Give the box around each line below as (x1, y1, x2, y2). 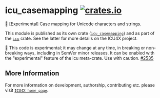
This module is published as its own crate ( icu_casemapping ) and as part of (5, 30, 155, 36)
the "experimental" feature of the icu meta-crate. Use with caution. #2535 (5, 55, 154, 61)
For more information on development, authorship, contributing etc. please (5, 82, 155, 88)
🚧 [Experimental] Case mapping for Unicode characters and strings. (5, 21, 141, 27)
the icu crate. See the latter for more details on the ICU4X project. (5, 35, 138, 41)
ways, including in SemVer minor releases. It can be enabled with (23, 50, 155, 56)
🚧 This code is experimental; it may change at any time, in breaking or (5, 45, 145, 50)
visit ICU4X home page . (5, 87, 49, 93)
